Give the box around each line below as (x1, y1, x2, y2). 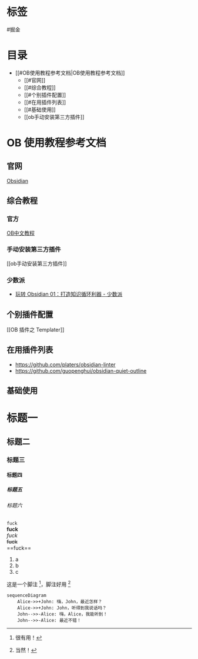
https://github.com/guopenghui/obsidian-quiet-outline (15, 367, 147, 374)
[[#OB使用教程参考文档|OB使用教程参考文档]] (15, 69, 125, 76)
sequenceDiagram (6, 592, 46, 598)
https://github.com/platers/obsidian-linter (15, 361, 116, 368)
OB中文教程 (6, 229, 35, 236)
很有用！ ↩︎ (15, 634, 42, 641)
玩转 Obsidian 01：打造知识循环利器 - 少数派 (15, 290, 123, 297)
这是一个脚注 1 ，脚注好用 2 (6, 580, 71, 588)
